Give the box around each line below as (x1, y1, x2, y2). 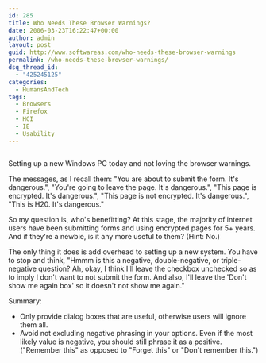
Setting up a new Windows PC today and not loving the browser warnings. (8, 158, 252, 168)
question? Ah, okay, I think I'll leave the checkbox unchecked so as (38, 264, 257, 273)
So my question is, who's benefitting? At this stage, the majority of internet (8, 214, 253, 224)
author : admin (8, 33, 56, 42)
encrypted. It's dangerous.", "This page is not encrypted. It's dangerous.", (8, 191, 249, 200)
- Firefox (15, 108, 48, 116)
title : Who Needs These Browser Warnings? (8, 19, 151, 27)
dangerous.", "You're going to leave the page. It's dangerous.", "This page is (8, 182, 257, 191)
